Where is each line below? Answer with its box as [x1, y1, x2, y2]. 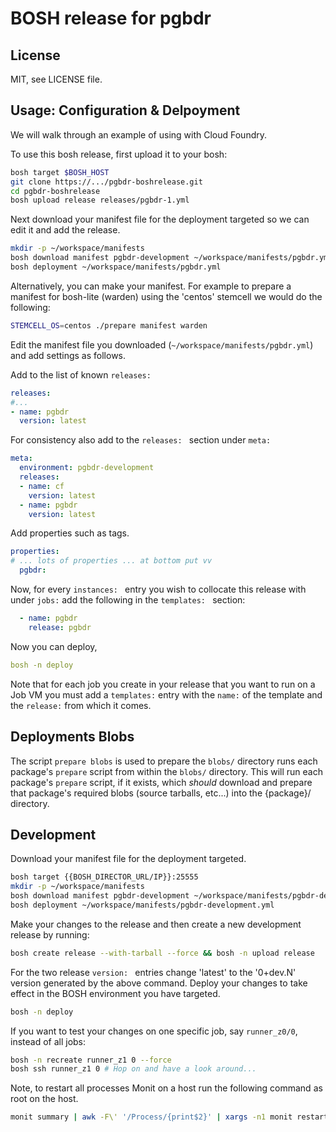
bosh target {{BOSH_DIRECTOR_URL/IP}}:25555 [10, 872, 199, 882]
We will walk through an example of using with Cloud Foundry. [10, 128, 268, 141]
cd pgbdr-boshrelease [10, 186, 101, 196]
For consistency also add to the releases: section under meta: [10, 434, 272, 446]
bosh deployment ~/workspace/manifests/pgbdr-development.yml [10, 900, 275, 910]
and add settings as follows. [10, 349, 127, 361]
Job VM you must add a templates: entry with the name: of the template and [10, 688, 323, 701]
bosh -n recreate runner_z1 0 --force [10, 1055, 172, 1065]
